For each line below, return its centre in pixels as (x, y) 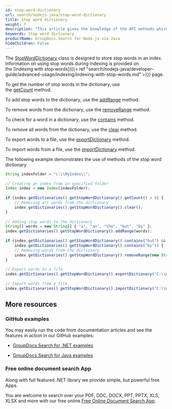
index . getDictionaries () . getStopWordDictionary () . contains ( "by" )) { (89, 246)
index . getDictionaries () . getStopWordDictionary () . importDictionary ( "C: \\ (86, 288)
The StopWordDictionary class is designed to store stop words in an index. (84, 58)
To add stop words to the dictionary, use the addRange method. (72, 99)
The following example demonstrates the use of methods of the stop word (83, 159)
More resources (31, 305)
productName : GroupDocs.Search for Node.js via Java (63, 39)
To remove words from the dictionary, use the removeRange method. (78, 109)
